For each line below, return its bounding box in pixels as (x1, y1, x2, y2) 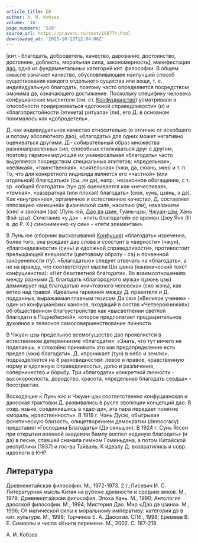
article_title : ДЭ (6, 8, 51, 15)
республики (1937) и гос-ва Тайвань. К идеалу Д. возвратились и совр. (6, 443, 187, 450)
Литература (6, 466, 53, 476)
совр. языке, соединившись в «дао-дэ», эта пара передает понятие (6, 405, 178, 412)
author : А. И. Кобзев (6, 14, 60, 20)
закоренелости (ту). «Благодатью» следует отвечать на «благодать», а (6, 257, 187, 264)
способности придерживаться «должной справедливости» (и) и (6, 103, 170, 109)
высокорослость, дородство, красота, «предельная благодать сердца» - (6, 375, 192, 382)
